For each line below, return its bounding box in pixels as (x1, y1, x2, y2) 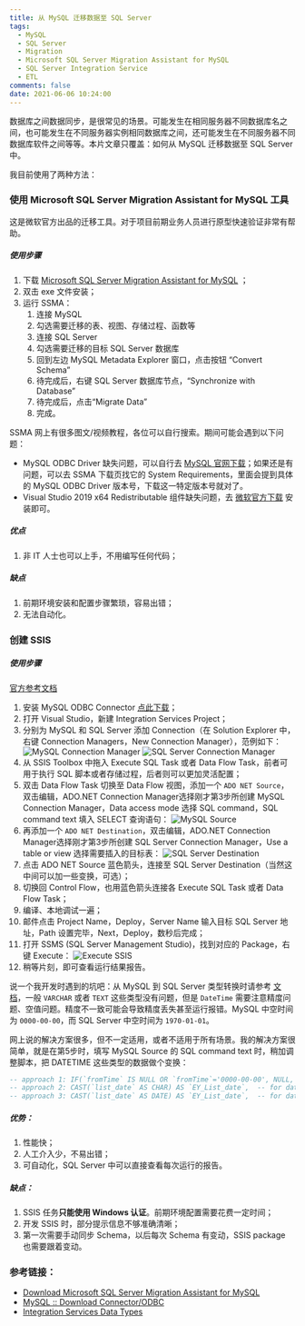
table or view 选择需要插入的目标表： (22, 847, 162, 859)
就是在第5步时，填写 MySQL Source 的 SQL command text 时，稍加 (33, 1045, 286, 1056)
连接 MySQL (35, 308, 83, 319)
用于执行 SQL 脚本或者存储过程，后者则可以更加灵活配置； (22, 768, 242, 779)
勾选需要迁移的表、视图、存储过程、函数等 (35, 320, 196, 331)
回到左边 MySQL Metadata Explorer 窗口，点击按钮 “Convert (35, 354, 263, 364)
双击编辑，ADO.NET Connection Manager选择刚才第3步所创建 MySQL (22, 791, 285, 802)
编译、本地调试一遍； (22, 904, 103, 915)
